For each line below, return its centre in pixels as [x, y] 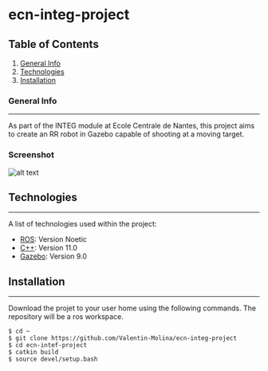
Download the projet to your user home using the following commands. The [132, 308]
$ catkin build [33, 353]
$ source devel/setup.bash [53, 359]
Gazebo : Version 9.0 [53, 256]
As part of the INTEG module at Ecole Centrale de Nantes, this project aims [132, 126]
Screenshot [31, 155]
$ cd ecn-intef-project [48, 345]
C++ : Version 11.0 [49, 248]
